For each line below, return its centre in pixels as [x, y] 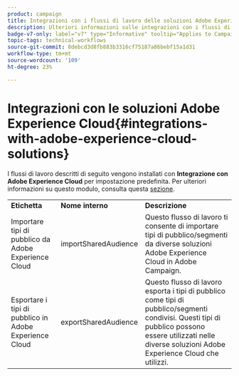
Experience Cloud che [182, 353]
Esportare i [29, 300]
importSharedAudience [99, 244]
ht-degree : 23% [30, 67]
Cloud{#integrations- [143, 124]
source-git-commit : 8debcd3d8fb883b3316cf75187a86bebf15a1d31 [101, 47]
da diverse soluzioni [178, 244]
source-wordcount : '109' [44, 61]
